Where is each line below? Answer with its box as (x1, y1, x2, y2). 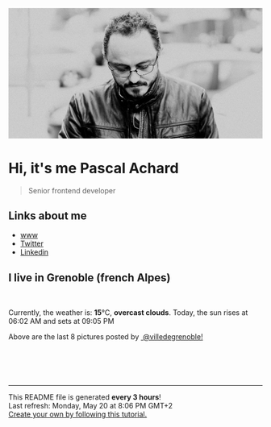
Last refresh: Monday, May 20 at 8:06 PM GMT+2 (8, 401, 173, 411)
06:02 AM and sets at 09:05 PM (8, 317, 115, 326)
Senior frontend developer (27, 185, 116, 195)
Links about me (8, 209, 87, 222)
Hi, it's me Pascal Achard (8, 159, 179, 177)
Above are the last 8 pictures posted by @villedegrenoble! (8, 332, 203, 342)
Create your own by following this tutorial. (8, 409, 148, 419)
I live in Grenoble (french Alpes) (8, 271, 171, 284)
